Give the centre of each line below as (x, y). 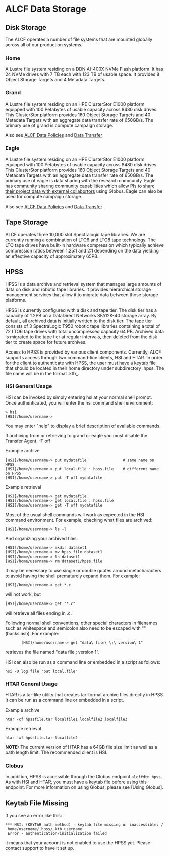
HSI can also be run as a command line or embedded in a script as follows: (83, 662)
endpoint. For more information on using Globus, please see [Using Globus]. (84, 787)
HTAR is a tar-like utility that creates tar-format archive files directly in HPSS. (85, 695)
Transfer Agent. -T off (28, 441)
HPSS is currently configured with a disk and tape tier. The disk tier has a (81, 310)
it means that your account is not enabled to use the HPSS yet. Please (78, 843)
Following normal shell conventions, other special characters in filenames (81, 623)
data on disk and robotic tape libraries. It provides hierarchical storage (78, 289)
